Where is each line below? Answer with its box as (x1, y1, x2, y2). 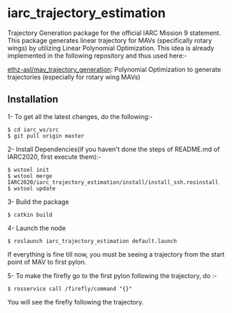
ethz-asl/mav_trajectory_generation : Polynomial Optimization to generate (7, 65, 221, 73)
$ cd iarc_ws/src (7, 126, 59, 133)
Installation (7, 93, 59, 106)
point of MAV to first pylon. (7, 257, 87, 266)
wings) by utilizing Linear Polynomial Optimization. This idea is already (7, 43, 215, 52)
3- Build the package (7, 197, 69, 206)
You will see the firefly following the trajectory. (7, 297, 144, 306)
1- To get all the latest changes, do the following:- (7, 112, 153, 120)
